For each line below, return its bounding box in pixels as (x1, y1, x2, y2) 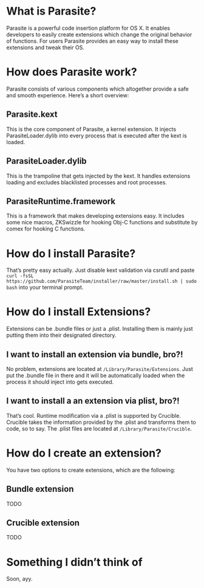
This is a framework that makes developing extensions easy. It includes (6, 212, 185, 220)
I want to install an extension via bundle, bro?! (6, 349, 183, 359)
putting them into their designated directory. (6, 331, 117, 339)
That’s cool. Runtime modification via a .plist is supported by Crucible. (6, 412, 181, 419)
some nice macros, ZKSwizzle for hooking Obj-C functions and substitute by (6, 219, 198, 226)
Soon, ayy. (6, 575, 33, 583)
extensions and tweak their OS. (6, 44, 85, 51)
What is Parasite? (6, 4, 97, 18)
